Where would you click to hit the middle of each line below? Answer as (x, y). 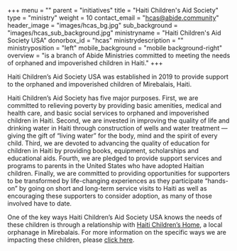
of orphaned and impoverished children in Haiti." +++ (85, 63)
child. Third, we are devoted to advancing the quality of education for (109, 143)
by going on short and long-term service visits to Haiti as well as (113, 188)
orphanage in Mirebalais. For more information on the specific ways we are (117, 232)
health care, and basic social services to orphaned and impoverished (108, 113)
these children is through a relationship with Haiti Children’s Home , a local (115, 225)
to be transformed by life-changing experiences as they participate (105, 181)
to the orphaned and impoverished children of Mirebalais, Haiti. (100, 84)
